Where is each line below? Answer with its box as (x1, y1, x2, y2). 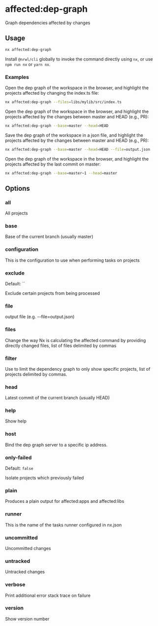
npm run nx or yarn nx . (5, 61, 51, 67)
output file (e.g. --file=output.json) (5, 314, 75, 320)
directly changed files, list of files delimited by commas (5, 343, 117, 348)
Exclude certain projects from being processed (5, 290, 100, 296)
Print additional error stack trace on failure (5, 592, 91, 598)
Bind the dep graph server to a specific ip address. (5, 442, 108, 448)
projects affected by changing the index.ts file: (5, 90, 99, 96)
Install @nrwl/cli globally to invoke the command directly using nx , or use (5, 56, 153, 62)
